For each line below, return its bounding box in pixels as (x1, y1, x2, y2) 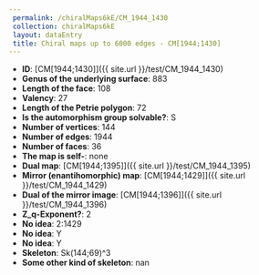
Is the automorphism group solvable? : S (21, 112, 177, 123)
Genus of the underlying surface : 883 (21, 74, 168, 85)
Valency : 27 (21, 93, 68, 104)
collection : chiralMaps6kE (12, 22, 116, 31)
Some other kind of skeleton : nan (21, 257, 150, 269)
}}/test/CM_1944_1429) (21, 179, 108, 191)
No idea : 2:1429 (21, 219, 83, 229)
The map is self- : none (21, 151, 109, 162)
